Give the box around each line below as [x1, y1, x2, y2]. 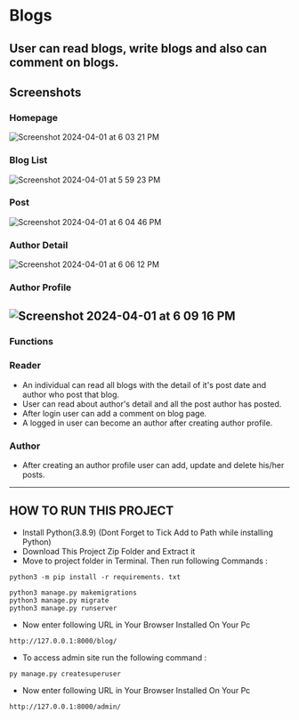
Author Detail [9, 239, 69, 251]
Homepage [9, 111, 58, 124]
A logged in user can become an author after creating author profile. [21, 417, 273, 428]
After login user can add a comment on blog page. [21, 408, 207, 418]
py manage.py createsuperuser [9, 669, 122, 678]
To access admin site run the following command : [21, 651, 207, 663]
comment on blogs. [9, 54, 119, 69]
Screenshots [9, 85, 82, 100]
